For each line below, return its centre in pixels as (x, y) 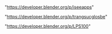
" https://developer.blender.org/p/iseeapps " (49, 7)
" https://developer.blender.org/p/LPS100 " (48, 26)
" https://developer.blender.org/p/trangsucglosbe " (56, 17)
